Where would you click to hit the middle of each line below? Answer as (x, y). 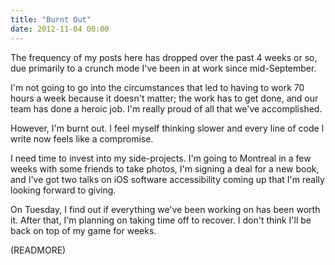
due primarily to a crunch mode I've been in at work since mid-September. (163, 68)
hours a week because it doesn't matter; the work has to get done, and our (164, 98)
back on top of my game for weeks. (83, 230)
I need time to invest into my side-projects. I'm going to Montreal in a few (161, 158)
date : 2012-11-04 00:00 (60, 29)
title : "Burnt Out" (51, 19)
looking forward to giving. (63, 190)
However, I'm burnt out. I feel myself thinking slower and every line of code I (167, 128)
